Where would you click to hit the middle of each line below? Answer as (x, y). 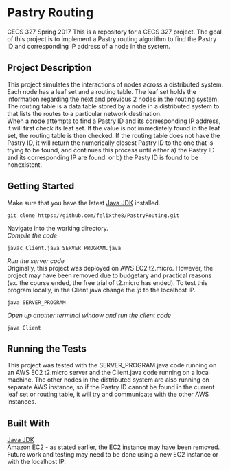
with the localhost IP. (37, 462)
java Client (24, 328)
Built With (28, 423)
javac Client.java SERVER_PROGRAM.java (64, 248)
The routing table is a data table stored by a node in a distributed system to (113, 106)
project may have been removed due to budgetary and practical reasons (110, 275)
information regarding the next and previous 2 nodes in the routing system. (113, 99)
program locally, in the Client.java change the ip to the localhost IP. (101, 290)
